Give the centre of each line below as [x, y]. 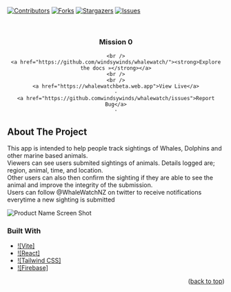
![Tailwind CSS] [39, 261]
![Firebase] [32, 268]
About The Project [47, 132]
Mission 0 [116, 41]
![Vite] [26, 246]
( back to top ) [206, 281]
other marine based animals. [48, 156]
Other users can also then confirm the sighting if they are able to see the [110, 178]
